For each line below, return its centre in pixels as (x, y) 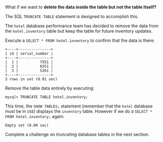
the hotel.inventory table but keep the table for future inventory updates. (79, 31)
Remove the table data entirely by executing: (50, 88)
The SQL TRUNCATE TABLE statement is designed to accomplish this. (72, 16)
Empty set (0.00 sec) (27, 125)
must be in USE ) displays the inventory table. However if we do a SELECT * (79, 111)
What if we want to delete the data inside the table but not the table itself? (81, 7)
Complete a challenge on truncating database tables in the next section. (77, 134)
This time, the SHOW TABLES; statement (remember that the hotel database (79, 106)
